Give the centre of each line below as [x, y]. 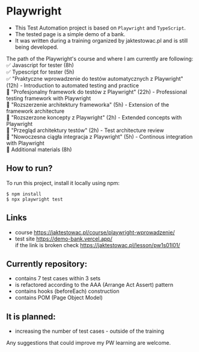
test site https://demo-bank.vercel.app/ [63, 239]
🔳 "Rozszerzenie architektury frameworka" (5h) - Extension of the [88, 104]
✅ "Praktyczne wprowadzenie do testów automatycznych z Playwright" [95, 78]
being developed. [37, 47]
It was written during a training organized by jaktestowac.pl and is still [101, 40]
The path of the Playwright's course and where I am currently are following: [100, 58]
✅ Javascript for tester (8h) [40, 65]
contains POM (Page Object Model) [59, 298]
